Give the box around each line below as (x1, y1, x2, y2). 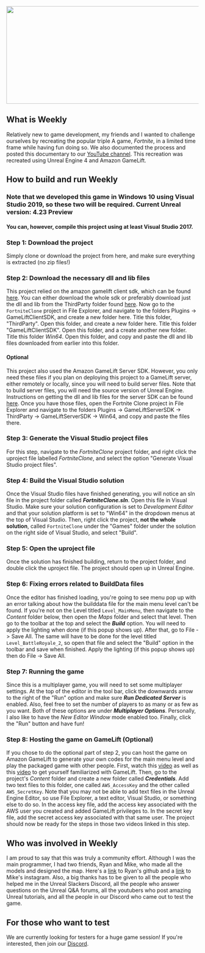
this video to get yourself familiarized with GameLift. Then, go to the (6, 769, 178, 776)
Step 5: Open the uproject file (6, 544, 96, 553)
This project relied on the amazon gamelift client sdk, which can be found (6, 287, 191, 295)
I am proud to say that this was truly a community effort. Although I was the (6, 854, 196, 861)
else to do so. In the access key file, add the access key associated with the (6, 801, 197, 808)
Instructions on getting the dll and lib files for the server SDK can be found (6, 393, 193, 400)
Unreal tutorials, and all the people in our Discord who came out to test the (6, 893, 193, 901)
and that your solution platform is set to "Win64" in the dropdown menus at (6, 509, 195, 517)
